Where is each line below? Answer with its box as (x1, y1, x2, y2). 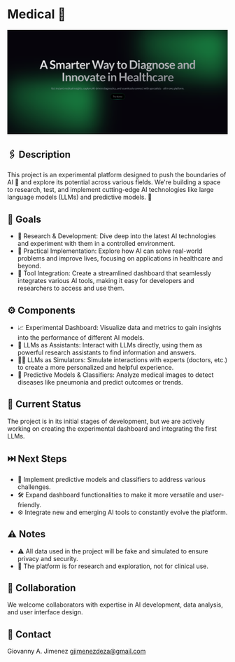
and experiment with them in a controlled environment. (17, 240, 176, 248)
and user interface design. (7, 608, 83, 616)
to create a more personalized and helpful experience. (17, 364, 174, 372)
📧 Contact (7, 628, 52, 640)
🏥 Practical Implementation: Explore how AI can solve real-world (17, 247, 203, 255)
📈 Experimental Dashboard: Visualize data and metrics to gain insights (17, 324, 222, 332)
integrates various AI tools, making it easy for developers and (17, 277, 194, 285)
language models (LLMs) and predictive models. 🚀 (7, 193, 152, 202)
